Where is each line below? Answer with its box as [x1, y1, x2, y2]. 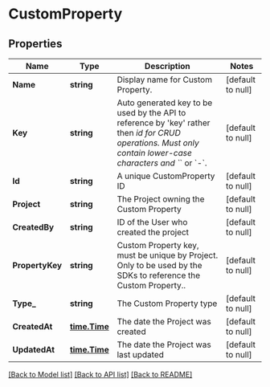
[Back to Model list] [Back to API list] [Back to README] [8, 370, 193, 379]
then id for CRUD [117, 128, 181, 138]
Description [144, 61, 190, 71]
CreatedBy [12, 222, 55, 233]
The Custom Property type [117, 298, 218, 309]
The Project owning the [117, 193, 205, 205]
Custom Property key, [117, 240, 199, 251]
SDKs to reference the [117, 270, 201, 281]
